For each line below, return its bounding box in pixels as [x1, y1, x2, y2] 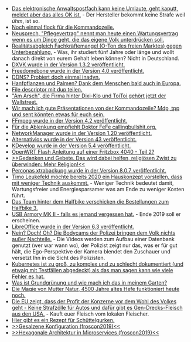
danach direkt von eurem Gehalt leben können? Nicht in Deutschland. [11, 55, 180, 62]
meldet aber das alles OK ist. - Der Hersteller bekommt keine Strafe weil [11, 11, 186, 18]
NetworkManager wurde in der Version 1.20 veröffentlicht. [11, 130, 152, 137]
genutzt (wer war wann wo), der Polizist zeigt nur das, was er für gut [11, 242, 178, 249]
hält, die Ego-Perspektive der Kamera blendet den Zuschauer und [11, 248, 171, 255]
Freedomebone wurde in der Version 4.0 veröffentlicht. [11, 67, 145, 74]
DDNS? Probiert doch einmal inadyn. [11, 73, 100, 80]
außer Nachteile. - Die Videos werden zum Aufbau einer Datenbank [11, 236, 175, 242]
